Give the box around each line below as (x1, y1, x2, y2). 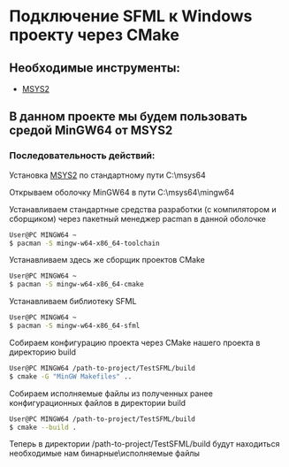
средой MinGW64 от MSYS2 (9, 123, 173, 138)
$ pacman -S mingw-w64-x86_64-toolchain (9, 239, 161, 248)
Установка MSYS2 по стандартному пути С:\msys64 (9, 170, 206, 180)
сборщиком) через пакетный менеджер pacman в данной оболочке (9, 213, 267, 224)
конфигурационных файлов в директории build (9, 397, 186, 408)
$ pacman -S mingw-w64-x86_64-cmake (9, 280, 144, 289)
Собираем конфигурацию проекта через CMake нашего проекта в (9, 337, 261, 348)
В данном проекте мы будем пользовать (9, 109, 247, 125)
